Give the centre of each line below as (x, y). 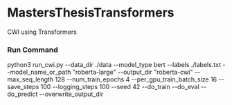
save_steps (23, 87)
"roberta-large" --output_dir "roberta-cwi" (133, 72)
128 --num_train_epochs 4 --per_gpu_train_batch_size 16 (136, 79)
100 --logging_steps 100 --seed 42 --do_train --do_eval (120, 87)
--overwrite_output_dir (71, 94)
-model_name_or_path (39, 72)
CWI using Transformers (42, 32)
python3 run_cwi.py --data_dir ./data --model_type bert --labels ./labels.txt (114, 65)
